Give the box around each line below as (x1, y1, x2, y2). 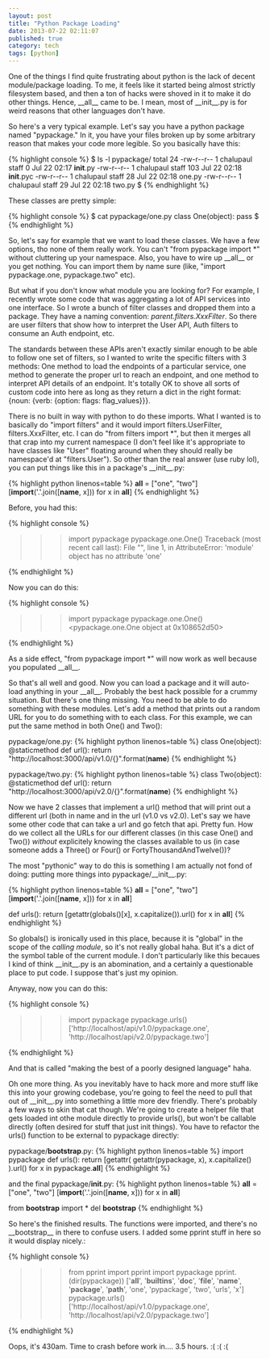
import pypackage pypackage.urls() (68, 1015, 188, 1025)
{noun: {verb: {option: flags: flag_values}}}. (8, 396, 151, 405)
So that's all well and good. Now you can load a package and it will (8, 678, 230, 688)
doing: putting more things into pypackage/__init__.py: (8, 869, 187, 879)
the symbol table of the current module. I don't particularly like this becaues (8, 951, 260, 960)
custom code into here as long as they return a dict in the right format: (8, 387, 242, 397)
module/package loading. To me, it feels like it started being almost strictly (8, 80, 255, 90)
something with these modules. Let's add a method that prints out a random (8, 704, 260, 713)
